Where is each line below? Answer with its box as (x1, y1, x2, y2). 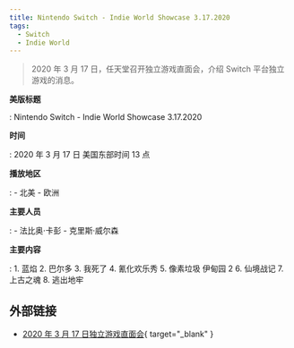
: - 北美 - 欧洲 (9, 187, 60, 198)
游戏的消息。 (30, 75, 79, 86)
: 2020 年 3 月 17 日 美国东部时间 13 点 (9, 149, 151, 160)
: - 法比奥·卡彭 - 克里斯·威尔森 (9, 225, 119, 236)
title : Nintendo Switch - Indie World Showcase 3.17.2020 (9, 13, 230, 22)
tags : (9, 21, 30, 30)
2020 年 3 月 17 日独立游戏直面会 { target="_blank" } (22, 328, 214, 340)
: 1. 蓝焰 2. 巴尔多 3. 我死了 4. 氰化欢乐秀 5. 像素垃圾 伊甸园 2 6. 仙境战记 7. (9, 263, 284, 274)
